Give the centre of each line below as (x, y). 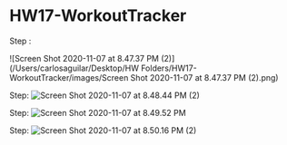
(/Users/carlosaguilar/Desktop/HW (74, 68)
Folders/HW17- (168, 68)
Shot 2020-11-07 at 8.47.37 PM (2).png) (204, 77)
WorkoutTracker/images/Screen (69, 77)
